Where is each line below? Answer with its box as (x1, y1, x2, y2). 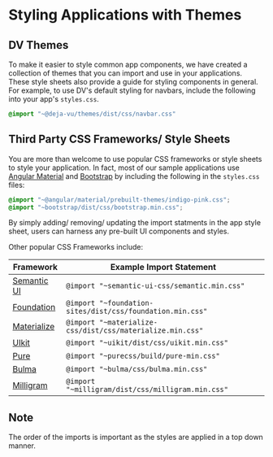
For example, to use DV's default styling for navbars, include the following (8, 85, 256, 95)
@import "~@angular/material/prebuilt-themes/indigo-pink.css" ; (8, 195, 231, 204)
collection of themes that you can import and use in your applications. (8, 68, 242, 78)
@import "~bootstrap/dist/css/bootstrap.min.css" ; (8, 203, 184, 211)
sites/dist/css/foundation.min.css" (66, 307, 208, 316)
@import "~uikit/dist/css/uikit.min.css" (66, 338, 229, 347)
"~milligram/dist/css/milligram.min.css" (66, 385, 229, 394)
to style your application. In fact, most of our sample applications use (8, 163, 240, 172)
